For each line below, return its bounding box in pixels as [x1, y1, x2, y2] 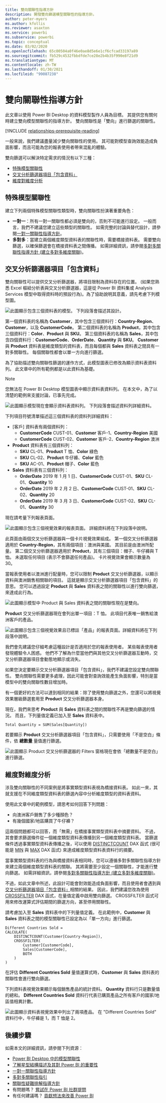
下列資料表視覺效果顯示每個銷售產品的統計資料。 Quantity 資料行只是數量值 [5, 986, 161, 992]
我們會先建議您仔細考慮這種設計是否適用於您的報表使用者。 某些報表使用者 [5, 644, 158, 650]
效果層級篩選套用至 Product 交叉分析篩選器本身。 [5, 696, 107, 702]
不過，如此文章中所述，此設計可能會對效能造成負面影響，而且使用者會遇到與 [5, 880, 161, 886]
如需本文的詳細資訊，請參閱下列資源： [5, 1045, 83, 1051]
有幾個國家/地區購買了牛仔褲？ [12, 818, 75, 824]
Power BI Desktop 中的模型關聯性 [12, 1056, 81, 1061]
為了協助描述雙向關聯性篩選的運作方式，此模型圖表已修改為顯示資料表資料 [5, 360, 157, 366]
